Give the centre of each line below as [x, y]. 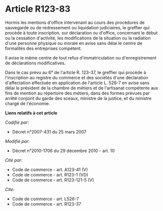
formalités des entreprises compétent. [43, 48]
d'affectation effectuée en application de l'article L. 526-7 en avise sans [77, 83]
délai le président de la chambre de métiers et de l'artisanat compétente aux [82, 88]
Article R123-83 [38, 9]
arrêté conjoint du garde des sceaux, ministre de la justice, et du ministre [78, 98]
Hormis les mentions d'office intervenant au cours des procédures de [75, 22]
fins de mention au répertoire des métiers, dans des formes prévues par [77, 93]
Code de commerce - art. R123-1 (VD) [50, 174]
